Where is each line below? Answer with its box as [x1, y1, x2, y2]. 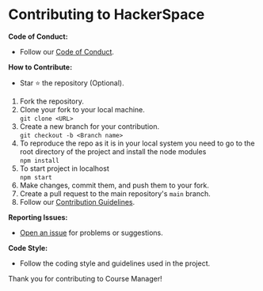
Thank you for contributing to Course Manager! [8, 274, 162, 283]
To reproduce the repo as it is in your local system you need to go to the [19, 138, 255, 148]
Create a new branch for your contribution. [19, 121, 160, 131]
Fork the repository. [19, 96, 85, 106]
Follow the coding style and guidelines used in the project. [19, 259, 211, 268]
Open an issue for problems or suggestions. [19, 228, 164, 237]
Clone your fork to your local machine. [19, 104, 145, 114]
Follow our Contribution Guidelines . [19, 197, 135, 206]
